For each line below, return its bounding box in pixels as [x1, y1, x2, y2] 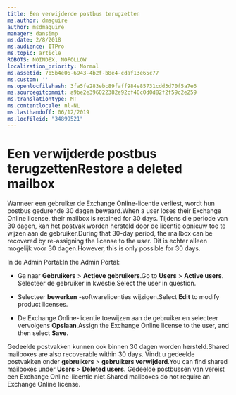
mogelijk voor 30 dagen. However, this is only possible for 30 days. [7, 244, 201, 253]
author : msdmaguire [7, 23, 65, 30]
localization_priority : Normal [7, 63, 99, 70]
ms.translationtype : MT [7, 96, 77, 103]
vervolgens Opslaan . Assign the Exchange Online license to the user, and [17, 321, 229, 329]
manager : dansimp [7, 30, 58, 37]
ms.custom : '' [7, 75, 49, 83]
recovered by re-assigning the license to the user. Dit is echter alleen [7, 236, 208, 245]
